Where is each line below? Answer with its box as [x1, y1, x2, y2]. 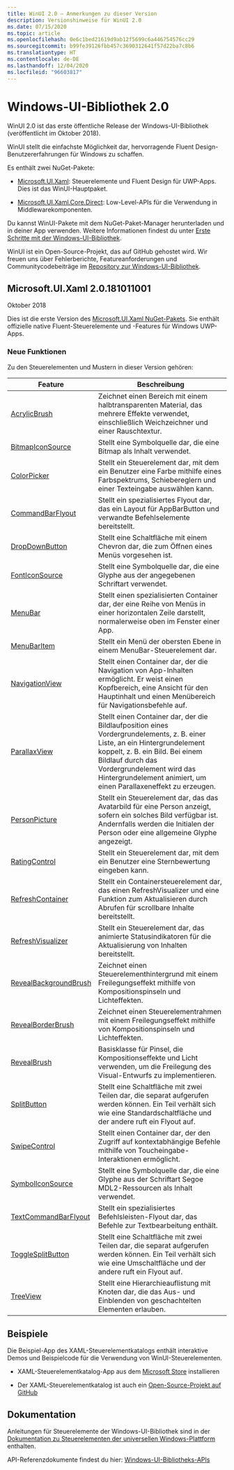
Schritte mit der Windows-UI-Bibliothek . [7, 234, 122, 242]
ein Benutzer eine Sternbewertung [97, 856, 210, 866]
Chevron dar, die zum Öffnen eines [97, 541, 212, 551]
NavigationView [10, 678, 62, 688]
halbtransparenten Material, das [97, 399, 203, 409]
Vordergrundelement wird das [97, 764, 196, 774]
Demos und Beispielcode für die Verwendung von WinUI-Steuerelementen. [7, 1354, 223, 1362]
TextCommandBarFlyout [10, 1212, 91, 1221]
